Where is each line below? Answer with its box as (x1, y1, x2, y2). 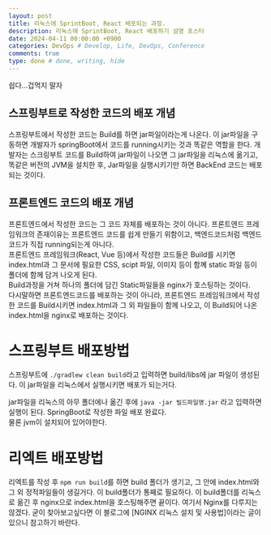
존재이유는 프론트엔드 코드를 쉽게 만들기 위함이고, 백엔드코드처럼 (36, 229, 241, 239)
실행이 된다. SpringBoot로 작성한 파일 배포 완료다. (8, 407, 167, 417)
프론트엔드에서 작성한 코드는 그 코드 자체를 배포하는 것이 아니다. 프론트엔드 (8, 219, 245, 229)
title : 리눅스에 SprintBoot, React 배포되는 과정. (8, 19, 166, 28)
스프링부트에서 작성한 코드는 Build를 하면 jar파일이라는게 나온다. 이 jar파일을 (8, 129, 250, 139)
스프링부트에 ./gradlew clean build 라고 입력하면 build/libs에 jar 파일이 (8, 370, 239, 379)
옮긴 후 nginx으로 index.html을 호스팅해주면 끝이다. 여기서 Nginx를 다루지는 (16, 498, 258, 507)
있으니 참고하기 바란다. (8, 518, 80, 528)
